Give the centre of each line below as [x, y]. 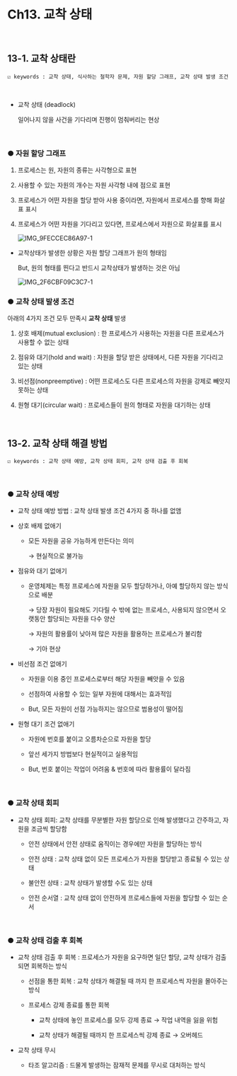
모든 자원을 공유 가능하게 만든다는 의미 [81, 541]
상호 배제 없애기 [39, 526]
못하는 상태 [33, 390]
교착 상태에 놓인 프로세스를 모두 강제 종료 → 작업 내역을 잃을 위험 [128, 1020]
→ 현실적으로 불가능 [56, 556]
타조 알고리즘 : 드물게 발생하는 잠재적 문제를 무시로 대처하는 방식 [117, 1065]
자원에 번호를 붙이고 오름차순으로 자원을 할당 [89, 739]
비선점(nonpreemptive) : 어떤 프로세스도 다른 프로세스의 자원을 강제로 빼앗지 [124, 381]
